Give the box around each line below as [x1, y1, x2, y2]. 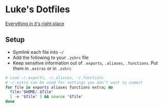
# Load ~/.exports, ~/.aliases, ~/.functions [5, 75, 104, 80]
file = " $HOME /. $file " [10, 90, 54, 95]
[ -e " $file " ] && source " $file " [10, 94, 83, 99]
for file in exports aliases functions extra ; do [5, 84, 113, 90]
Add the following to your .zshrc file [12, 54, 89, 60]
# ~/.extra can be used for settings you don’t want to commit [5, 80, 143, 85]
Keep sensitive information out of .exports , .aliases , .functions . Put [12, 60, 158, 66]
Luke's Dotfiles [5, 4, 71, 15]
